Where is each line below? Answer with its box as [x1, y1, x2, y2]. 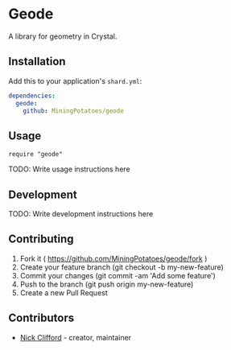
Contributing [8, 233, 74, 246]
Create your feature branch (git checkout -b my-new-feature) [19, 262, 224, 272]
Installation [8, 55, 66, 68]
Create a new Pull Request [19, 287, 109, 298]
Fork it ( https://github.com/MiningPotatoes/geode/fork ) [19, 253, 208, 263]
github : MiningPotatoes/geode [23, 106, 125, 115]
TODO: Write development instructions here [8, 209, 154, 218]
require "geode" [8, 150, 63, 159]
